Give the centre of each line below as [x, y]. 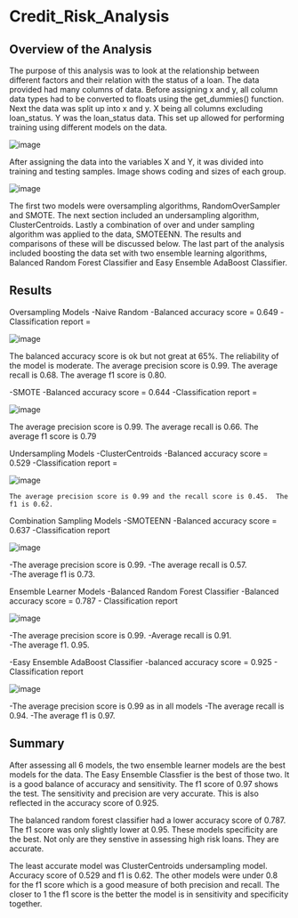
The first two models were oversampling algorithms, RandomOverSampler [145, 206]
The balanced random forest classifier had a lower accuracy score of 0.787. [148, 820]
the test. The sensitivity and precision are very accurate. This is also [134, 793]
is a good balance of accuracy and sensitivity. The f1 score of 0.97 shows [144, 784]
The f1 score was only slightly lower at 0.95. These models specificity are [144, 829]
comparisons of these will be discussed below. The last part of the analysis [147, 244]
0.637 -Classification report [60, 530]
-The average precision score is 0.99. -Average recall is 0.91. [121, 635]
